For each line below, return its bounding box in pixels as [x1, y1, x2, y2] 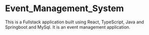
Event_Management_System [5, 3, 124, 14]
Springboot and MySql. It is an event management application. [5, 24, 130, 30]
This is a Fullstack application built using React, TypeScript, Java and [5, 19, 144, 25]
